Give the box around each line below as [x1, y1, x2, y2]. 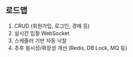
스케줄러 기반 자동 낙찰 [14, 37, 67, 44]
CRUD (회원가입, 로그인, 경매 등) [14, 22, 90, 29]
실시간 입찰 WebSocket [14, 29, 69, 36]
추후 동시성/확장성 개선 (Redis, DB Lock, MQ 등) [14, 44, 128, 51]
